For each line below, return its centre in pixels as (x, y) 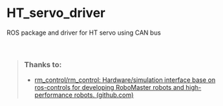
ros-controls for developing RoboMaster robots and (109, 88)
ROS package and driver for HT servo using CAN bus (84, 33)
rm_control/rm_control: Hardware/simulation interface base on (125, 80)
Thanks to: (43, 64)
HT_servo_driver (56, 13)
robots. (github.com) (104, 95)
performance (54, 95)
